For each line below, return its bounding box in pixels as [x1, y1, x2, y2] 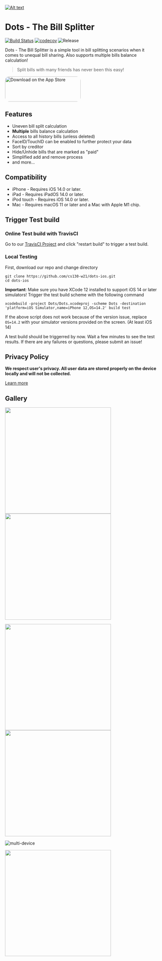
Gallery [5, 394, 28, 402]
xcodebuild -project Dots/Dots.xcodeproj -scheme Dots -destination [5, 301, 146, 306]
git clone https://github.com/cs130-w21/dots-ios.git [5, 274, 116, 279]
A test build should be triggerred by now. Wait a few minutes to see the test [5, 333, 155, 339]
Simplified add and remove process [12, 154, 83, 160]
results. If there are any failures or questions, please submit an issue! [5, 339, 143, 345]
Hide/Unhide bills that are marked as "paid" [12, 149, 99, 155]
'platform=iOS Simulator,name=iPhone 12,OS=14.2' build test [5, 305, 131, 310]
